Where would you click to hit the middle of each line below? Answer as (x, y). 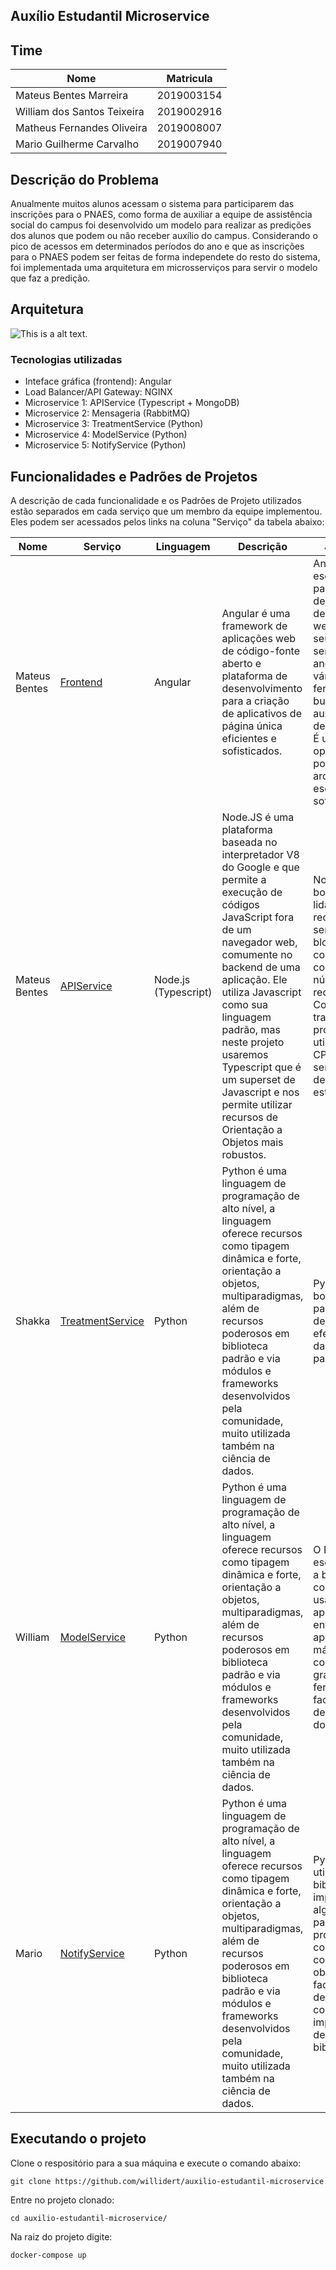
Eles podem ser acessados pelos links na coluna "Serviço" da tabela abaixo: (167, 521)
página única (252, 726)
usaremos (245, 1054)
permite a (244, 879)
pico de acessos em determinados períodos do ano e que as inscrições (157, 246)
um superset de (258, 1079)
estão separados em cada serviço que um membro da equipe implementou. (166, 511)
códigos (240, 904)
